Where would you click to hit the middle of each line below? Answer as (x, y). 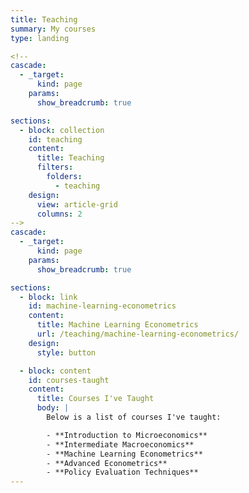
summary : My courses (53, 29)
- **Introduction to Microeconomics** (127, 435)
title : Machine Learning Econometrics (117, 325)
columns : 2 (59, 214)
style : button (66, 352)
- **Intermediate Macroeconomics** (120, 444)
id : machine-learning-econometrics (102, 306)
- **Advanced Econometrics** (107, 463)
